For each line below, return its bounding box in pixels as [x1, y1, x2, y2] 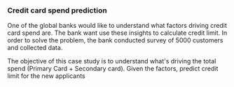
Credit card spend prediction [7, 6, 107, 15]
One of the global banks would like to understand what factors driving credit [7, 22, 228, 30]
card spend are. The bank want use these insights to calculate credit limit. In [7, 29, 228, 37]
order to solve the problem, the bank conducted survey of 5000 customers [7, 36, 223, 45]
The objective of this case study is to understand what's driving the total [7, 57, 216, 65]
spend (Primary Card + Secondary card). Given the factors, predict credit [7, 65, 219, 73]
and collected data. [7, 44, 63, 52]
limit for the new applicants [7, 72, 85, 80]
